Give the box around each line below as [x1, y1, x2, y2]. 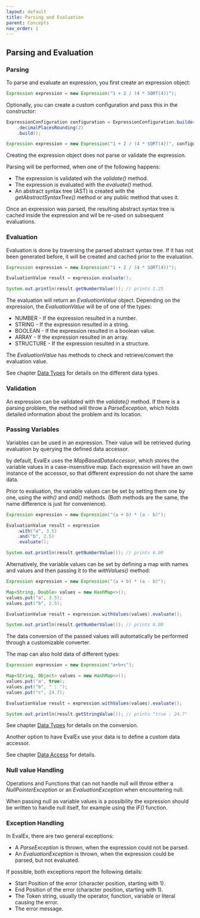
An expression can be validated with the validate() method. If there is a [6, 398, 180, 405]
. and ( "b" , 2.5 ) [17, 533, 55, 540]
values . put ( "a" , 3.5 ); [6, 595, 62, 601]
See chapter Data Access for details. [6, 751, 96, 758]
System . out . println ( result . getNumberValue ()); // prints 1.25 [6, 286, 164, 292]
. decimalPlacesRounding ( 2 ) [17, 125, 84, 131]
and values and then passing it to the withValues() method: [6, 567, 151, 574]
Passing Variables [6, 425, 60, 434]
